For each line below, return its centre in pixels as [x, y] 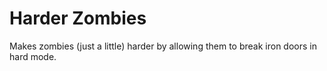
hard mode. [33, 56]
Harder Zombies [78, 18]
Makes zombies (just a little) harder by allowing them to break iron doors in [163, 46]
